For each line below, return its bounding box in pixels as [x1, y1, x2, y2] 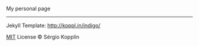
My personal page [6, 5, 51, 12]
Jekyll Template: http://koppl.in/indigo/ [6, 22, 101, 29]
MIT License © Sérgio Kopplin [6, 34, 80, 40]
